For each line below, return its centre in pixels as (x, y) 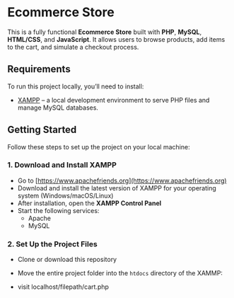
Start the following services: (58, 210)
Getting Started (42, 130)
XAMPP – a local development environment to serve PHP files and (113, 100)
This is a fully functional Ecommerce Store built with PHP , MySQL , (105, 32)
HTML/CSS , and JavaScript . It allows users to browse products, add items (116, 39)
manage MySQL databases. (58, 108)
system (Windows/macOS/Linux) (65, 195)
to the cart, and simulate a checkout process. (73, 47)
